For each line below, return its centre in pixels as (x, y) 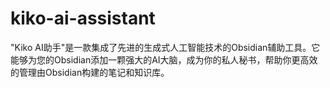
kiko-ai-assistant (83, 18)
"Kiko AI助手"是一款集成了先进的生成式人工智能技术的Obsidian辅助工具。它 (165, 47)
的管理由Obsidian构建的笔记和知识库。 (90, 72)
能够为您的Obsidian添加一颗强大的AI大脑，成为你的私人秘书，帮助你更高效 (164, 59)
